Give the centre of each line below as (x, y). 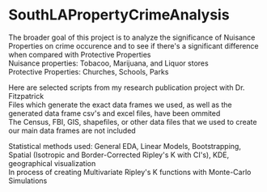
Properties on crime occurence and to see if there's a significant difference (133, 45)
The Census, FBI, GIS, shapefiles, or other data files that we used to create (133, 122)
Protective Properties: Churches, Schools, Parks (89, 71)
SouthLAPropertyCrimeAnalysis (119, 15)
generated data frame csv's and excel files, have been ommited (114, 113)
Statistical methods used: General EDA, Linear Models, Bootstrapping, (125, 146)
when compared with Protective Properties (80, 54)
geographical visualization (52, 163)
